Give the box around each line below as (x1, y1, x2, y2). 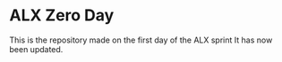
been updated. (9, 43, 64, 54)
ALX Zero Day (9, 5, 115, 26)
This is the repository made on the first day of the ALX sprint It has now (9, 35, 273, 45)
